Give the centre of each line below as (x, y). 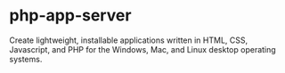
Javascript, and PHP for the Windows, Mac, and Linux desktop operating (142, 49)
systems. (26, 59)
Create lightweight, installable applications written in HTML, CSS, (129, 40)
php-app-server (70, 16)
